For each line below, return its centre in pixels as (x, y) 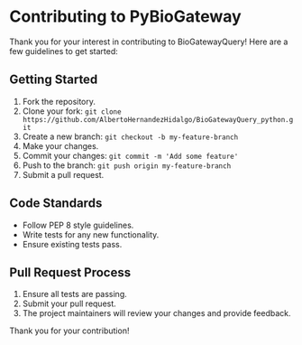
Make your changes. (60, 145)
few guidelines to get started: (64, 51)
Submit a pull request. (63, 174)
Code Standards (56, 204)
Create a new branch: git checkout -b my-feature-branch (130, 136)
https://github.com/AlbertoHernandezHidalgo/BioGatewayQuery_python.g (158, 119)
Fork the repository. (59, 101)
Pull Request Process (70, 272)
